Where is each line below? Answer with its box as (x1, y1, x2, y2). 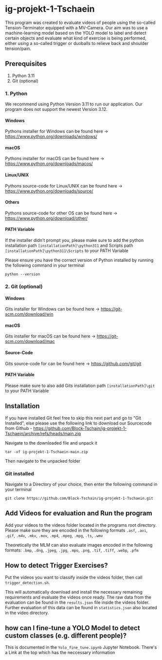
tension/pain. (5, 45, 32, 51)
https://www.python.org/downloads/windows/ (5, 133, 97, 140)
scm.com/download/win (5, 311, 54, 317)
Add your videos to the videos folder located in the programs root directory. (5, 522, 157, 528)
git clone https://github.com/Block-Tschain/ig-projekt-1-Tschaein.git (5, 496, 153, 501)
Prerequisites (5, 60, 47, 68)
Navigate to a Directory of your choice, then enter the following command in (5, 481, 158, 487)
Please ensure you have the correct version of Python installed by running (5, 257, 154, 263)
